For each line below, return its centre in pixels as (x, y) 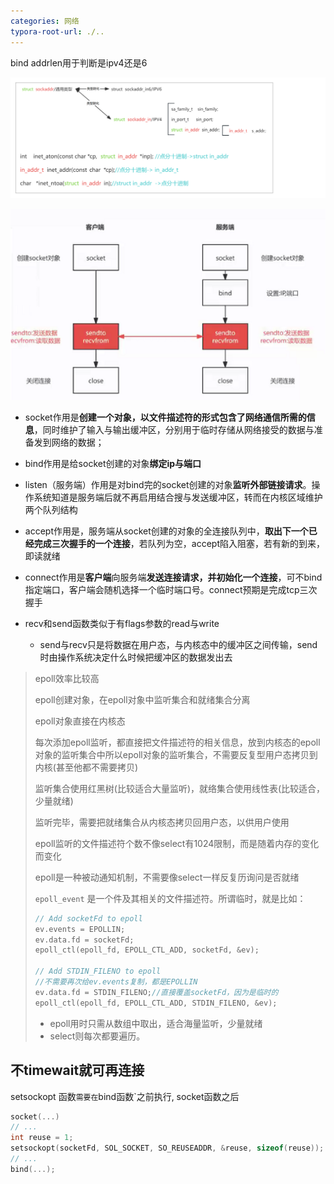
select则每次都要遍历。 (97, 1036)
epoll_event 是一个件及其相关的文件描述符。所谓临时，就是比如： (170, 898)
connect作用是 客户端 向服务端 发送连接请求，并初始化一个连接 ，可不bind (173, 577)
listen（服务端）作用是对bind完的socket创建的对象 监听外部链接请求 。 (168, 484)
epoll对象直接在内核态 (80, 721)
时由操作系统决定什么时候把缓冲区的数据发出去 (136, 657)
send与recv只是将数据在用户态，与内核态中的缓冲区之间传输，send (178, 644)
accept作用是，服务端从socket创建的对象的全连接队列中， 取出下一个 (166, 531)
